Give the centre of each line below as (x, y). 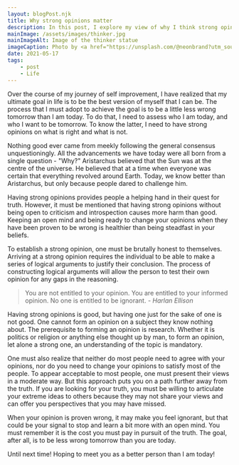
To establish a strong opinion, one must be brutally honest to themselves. (115, 249)
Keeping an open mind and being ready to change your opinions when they (118, 220)
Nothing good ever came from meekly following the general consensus (111, 145)
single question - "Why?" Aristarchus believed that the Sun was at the (110, 160)
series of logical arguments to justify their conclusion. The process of (109, 263)
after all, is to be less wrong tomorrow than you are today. (92, 440)
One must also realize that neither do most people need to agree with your (116, 358)
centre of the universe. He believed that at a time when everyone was (109, 168)
